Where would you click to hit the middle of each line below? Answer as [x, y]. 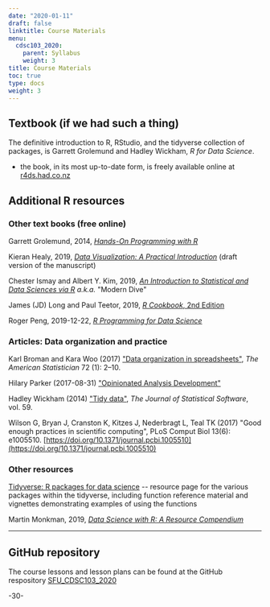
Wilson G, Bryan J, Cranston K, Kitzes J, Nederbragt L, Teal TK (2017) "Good [135, 423]
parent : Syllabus [52, 53]
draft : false [30, 23]
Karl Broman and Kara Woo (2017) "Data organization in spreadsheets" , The [133, 359]
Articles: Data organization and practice [88, 341]
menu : [17, 38]
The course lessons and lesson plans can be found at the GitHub [116, 572]
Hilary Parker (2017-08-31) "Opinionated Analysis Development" [115, 383]
